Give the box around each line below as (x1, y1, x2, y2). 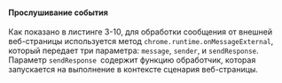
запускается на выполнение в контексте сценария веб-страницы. (8, 64, 259, 75)
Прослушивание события (8, 7, 108, 18)
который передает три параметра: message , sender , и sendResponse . (8, 45, 259, 57)
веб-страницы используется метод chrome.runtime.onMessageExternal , (8, 36, 274, 47)
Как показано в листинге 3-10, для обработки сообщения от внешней (8, 26, 273, 37)
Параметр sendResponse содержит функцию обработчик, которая (8, 55, 256, 65)
